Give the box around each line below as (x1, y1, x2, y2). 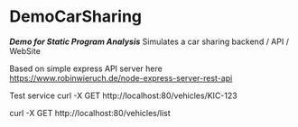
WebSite (9, 45, 41, 56)
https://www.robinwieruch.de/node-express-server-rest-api (9, 72, 233, 83)
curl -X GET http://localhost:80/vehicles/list (9, 107, 172, 118)
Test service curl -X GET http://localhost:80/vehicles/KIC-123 (9, 90, 237, 101)
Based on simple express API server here (9, 63, 163, 74)
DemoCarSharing (9, 6, 143, 27)
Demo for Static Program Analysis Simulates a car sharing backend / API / (9, 36, 289, 47)
